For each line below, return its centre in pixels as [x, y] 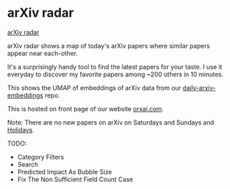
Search [28, 164]
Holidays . [21, 129]
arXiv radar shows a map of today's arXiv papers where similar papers [109, 45]
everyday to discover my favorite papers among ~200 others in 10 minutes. [115, 74]
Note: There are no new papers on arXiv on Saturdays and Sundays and [111, 122]
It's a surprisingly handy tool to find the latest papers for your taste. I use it [115, 66]
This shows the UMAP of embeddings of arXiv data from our [94, 87]
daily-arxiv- [199, 87]
